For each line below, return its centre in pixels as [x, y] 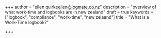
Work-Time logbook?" [27, 22]
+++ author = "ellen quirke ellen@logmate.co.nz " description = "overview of [81, 7]
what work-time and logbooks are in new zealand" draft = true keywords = [80, 12]
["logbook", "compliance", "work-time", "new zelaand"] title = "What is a [77, 17]
